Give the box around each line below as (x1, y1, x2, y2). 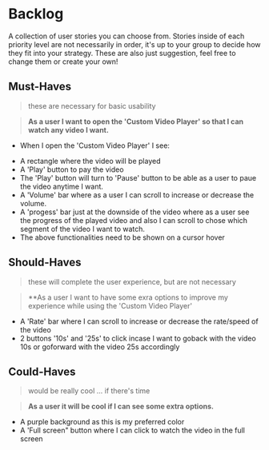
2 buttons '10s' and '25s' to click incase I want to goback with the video (19, 333, 256, 343)
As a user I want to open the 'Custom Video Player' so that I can (27, 117, 244, 126)
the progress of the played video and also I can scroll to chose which (19, 215, 248, 225)
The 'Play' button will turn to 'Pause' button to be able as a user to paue (19, 173, 257, 182)
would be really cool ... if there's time (27, 386, 151, 396)
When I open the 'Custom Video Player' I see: (19, 141, 171, 150)
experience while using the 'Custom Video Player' (27, 301, 193, 310)
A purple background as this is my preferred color (19, 417, 185, 427)
